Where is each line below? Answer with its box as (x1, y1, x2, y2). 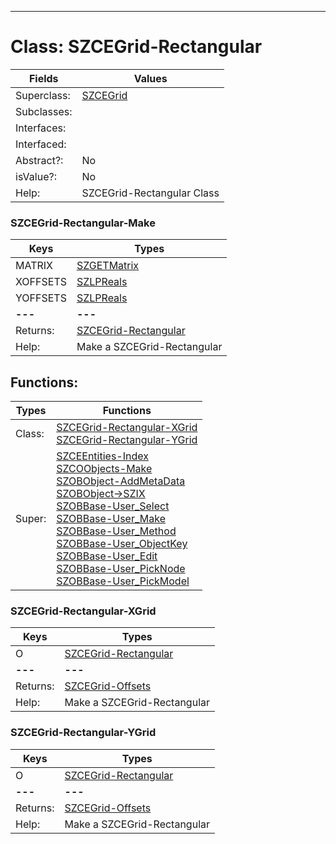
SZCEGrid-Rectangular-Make (10, 216, 156, 230)
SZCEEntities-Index (56, 449, 149, 463)
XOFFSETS (15, 275, 67, 289)
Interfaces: (15, 121, 67, 135)
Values (133, 71, 168, 85)
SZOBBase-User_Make (56, 512, 166, 526)
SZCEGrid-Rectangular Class (81, 186, 220, 200)
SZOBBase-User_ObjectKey (56, 537, 188, 551)
